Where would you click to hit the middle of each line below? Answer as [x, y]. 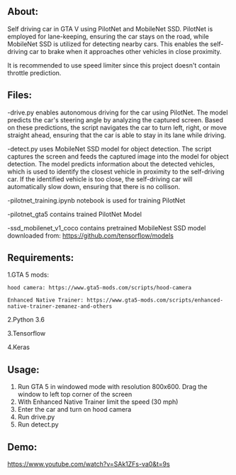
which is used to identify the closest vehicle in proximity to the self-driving [116, 171]
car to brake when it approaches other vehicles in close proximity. [125, 51]
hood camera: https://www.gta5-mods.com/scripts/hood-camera [100, 288]
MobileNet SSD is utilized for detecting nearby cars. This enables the [108, 44]
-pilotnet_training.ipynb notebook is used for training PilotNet [96, 200]
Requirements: [41, 258]
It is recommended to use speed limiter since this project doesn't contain [114, 65]
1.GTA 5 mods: [28, 275]
